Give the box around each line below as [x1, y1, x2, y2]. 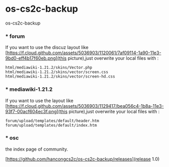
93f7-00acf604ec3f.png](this [5, 108, 68, 114]
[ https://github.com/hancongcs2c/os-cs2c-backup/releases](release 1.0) [5, 156, 160, 162]
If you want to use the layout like [5, 98, 74, 104]
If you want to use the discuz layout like [5, 44, 89, 51]
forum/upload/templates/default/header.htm [5, 118, 100, 123]
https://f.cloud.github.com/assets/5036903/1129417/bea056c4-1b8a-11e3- [7, 103, 164, 109]
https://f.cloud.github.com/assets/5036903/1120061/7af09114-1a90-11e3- [7, 50, 162, 56]
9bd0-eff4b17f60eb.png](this [5, 55, 67, 61]
